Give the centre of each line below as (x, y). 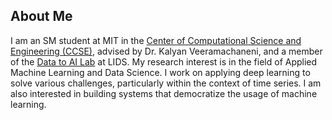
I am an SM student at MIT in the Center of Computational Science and (156, 40)
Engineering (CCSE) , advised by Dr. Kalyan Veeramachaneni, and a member (166, 51)
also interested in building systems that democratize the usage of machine (164, 93)
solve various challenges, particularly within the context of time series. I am (166, 83)
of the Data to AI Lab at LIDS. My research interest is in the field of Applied (164, 61)
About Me (41, 16)
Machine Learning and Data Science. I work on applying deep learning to (160, 72)
